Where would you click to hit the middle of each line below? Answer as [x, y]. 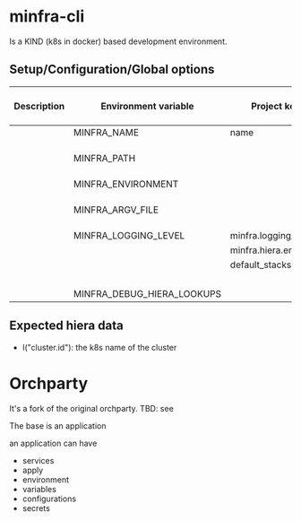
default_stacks [261, 265]
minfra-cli [47, 17]
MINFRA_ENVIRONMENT [126, 184]
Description [39, 106]
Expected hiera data [66, 326]
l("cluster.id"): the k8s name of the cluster [99, 347]
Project [267, 106]
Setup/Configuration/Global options [112, 69]
